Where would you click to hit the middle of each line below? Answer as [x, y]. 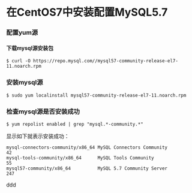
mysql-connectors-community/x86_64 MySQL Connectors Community [87, 147]
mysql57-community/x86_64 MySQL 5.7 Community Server [87, 168]
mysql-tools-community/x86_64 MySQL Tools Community [80, 158]
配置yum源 [22, 32]
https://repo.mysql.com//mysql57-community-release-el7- [106, 61]
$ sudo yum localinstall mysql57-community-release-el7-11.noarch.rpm [96, 95]
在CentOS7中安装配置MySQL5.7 [87, 12]
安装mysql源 [25, 83]
